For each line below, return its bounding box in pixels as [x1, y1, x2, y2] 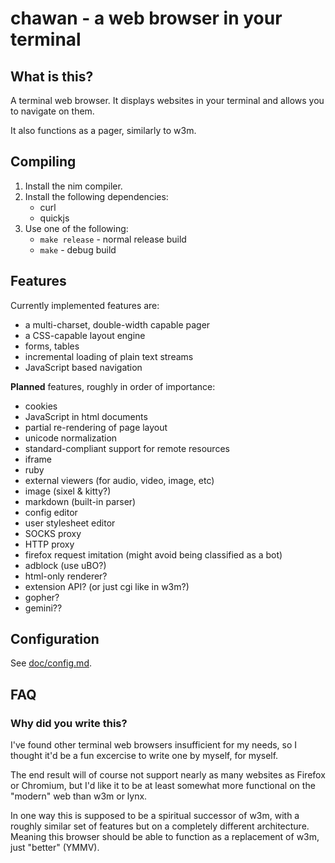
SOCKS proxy [24, 527, 82, 539]
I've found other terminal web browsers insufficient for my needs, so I [10, 739, 298, 751]
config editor [24, 506, 78, 518]
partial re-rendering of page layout [24, 421, 168, 433]
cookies [24, 400, 58, 412]
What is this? [10, 68, 94, 85]
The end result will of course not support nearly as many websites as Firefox [10, 769, 326, 781]
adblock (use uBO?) [24, 559, 107, 571]
